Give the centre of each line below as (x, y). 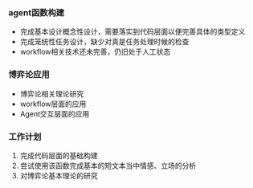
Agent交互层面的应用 (55, 113)
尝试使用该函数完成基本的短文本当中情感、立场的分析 (108, 166)
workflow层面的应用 (53, 104)
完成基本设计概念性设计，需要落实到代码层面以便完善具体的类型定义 (133, 32)
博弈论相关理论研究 (52, 93)
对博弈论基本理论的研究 (59, 175)
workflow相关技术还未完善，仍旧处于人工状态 (95, 52)
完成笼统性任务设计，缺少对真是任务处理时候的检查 (104, 42)
